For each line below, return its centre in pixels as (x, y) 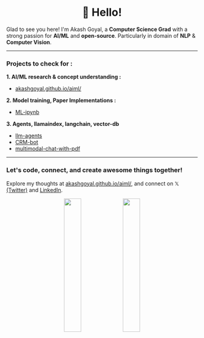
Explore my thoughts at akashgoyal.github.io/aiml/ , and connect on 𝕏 (93, 183)
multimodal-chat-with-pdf (48, 149)
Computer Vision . (29, 42)
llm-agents (29, 136)
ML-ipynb (27, 112)
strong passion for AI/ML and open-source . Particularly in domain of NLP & (101, 35)
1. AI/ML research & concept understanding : (64, 77)
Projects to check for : (39, 63)
